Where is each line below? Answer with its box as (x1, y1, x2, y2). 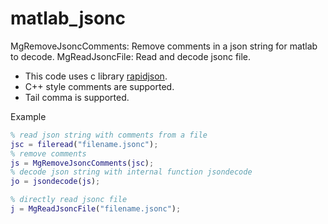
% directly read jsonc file (10, 195, 128, 205)
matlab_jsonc (10, 7, 126, 30)
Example (10, 110, 47, 122)
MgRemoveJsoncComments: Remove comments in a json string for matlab (10, 40, 318, 52)
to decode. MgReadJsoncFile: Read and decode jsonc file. (10, 50, 252, 62)
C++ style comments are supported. (24, 80, 175, 92)
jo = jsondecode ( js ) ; (10, 177, 101, 187)
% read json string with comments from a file (10, 130, 208, 140)
